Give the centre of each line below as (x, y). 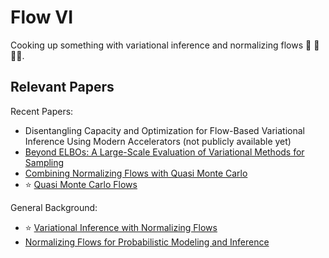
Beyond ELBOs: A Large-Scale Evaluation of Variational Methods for (164, 152)
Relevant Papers (62, 87)
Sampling (44, 162)
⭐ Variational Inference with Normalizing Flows (121, 227)
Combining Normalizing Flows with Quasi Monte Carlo (136, 173)
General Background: (54, 207)
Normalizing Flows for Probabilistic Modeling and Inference (147, 242)
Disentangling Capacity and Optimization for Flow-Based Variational (164, 130)
